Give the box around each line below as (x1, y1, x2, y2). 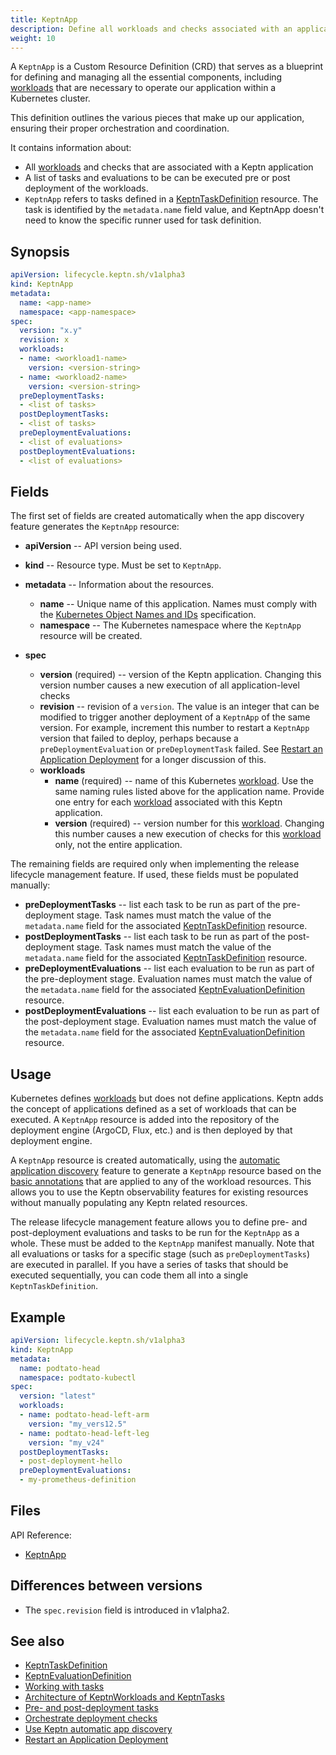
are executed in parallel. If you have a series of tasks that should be (10, 1259, 289, 1271)
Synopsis (10, 243, 70, 260)
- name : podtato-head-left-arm (19, 1410, 150, 1420)
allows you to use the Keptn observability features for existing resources (10, 1186, 309, 1198)
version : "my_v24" (28, 1437, 105, 1448)
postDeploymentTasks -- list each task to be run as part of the (24, 931, 286, 943)
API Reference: (10, 1529, 72, 1541)
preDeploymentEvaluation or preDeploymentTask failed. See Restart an (39, 743, 324, 755)
